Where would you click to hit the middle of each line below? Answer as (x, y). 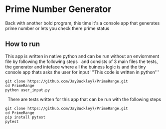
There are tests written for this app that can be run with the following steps (84, 99)
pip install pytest (25, 117)
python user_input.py (28, 90)
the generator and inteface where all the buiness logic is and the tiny (76, 66)
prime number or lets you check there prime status (57, 28)
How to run (23, 44)
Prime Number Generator (58, 9)
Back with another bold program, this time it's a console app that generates (83, 23)
